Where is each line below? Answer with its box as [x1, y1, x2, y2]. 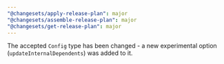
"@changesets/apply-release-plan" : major [7, 10, 128, 17]
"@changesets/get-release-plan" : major [7, 23, 122, 30]
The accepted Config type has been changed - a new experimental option [7, 42, 217, 50]
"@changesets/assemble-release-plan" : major [7, 17, 137, 23]
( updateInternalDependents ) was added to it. [7, 49, 133, 57]
